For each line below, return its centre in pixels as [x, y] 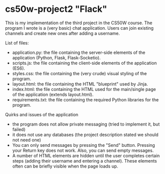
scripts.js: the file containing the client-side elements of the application [84, 63]
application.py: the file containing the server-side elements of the [79, 52]
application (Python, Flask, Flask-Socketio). [56, 57]
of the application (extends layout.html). [53, 94]
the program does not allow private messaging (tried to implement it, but [86, 124]
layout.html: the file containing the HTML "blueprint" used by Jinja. [80, 84]
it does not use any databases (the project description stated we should [85, 134]
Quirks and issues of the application [42, 114]
